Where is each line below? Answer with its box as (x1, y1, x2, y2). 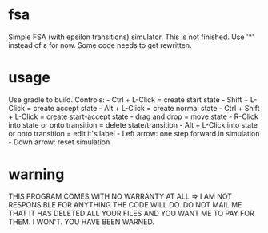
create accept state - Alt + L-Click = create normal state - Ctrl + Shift (33, 103, 260, 113)
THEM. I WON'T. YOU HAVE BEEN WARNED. (8, 217, 154, 227)
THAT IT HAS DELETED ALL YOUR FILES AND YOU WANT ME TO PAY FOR (8, 208, 254, 218)
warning (8, 165, 65, 184)
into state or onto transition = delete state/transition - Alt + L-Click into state (8, 120, 258, 129)
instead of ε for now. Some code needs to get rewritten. (8, 40, 192, 49)
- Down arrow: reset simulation (8, 137, 110, 147)
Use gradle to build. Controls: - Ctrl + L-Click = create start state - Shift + (8, 94, 250, 105)
